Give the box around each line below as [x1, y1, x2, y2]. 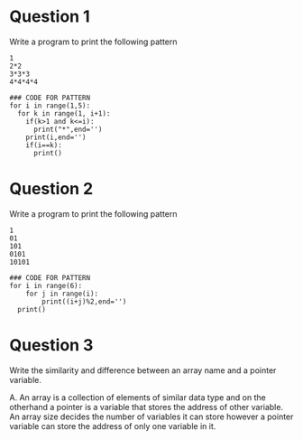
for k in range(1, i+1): [17, 108, 111, 118]
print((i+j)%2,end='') [41, 296, 127, 306]
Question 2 [9, 179, 94, 200]
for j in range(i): [25, 289, 99, 298]
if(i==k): [25, 140, 63, 150]
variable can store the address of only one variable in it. [9, 420, 216, 431]
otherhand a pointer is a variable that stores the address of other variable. [9, 401, 284, 412]
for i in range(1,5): [9, 101, 91, 110]
